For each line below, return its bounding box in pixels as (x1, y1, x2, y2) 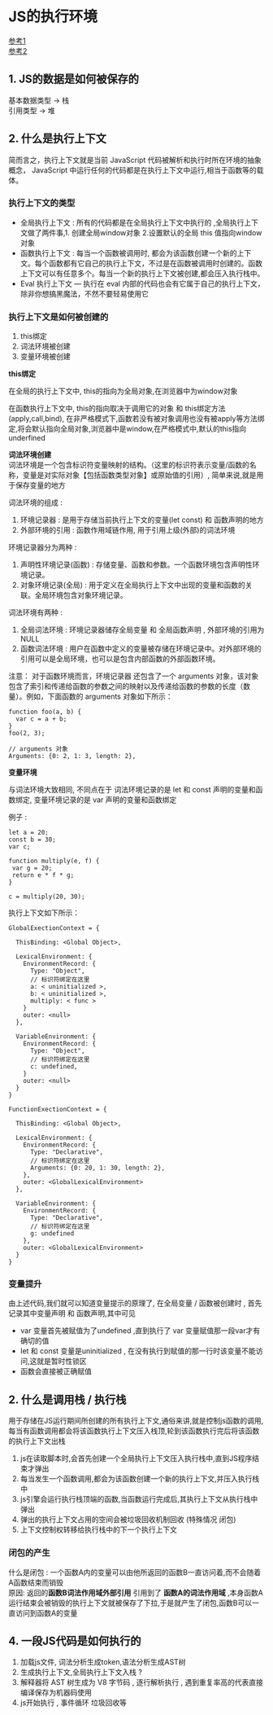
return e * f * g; (11, 871, 75, 879)
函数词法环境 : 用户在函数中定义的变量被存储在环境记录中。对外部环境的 (19, 644, 262, 654)
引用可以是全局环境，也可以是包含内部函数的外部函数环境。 (19, 654, 220, 664)
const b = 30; (8, 836, 57, 844)
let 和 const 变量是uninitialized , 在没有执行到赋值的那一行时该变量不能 (19, 1346, 256, 1356)
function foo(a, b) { (8, 708, 82, 717)
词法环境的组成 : (8, 498, 63, 507)
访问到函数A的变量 (15, 1608, 78, 1617)
